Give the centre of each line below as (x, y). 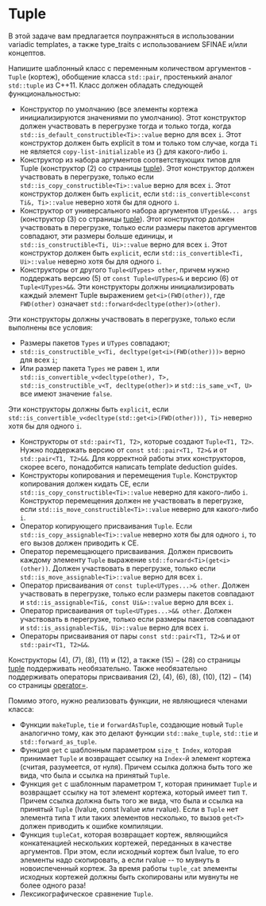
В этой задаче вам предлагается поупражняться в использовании (121, 36)
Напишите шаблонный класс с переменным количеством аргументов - (130, 68)
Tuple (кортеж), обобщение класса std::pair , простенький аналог (120, 76)
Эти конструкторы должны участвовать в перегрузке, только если (122, 318)
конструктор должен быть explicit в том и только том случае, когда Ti (139, 143)
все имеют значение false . (66, 393)
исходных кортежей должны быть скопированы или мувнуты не (129, 877)
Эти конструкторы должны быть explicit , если (89, 409)
